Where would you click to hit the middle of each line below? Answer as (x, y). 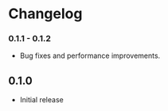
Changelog (45, 14)
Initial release (41, 100)
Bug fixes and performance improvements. (90, 55)
